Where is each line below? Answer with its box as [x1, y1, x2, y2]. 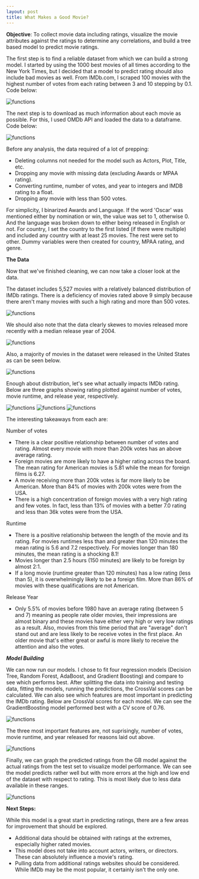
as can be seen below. [6, 357, 61, 364]
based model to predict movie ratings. [6, 43, 99, 51]
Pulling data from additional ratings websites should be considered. [14, 859, 180, 866]
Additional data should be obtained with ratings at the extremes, [14, 834, 172, 841]
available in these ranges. [6, 781, 69, 789]
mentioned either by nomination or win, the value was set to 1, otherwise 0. [6, 213, 189, 220]
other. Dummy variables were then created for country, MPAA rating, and [6, 238, 185, 245]
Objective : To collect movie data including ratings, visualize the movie [6, 30, 178, 38]
